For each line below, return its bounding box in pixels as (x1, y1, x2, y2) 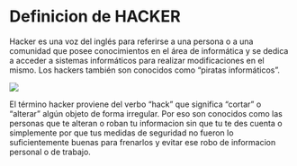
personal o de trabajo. (9, 146, 92, 157)
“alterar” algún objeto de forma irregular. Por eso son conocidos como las (9, 108, 283, 118)
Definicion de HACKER (9, 6, 182, 27)
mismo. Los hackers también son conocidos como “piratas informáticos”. (9, 65, 281, 75)
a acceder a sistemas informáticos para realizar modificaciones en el (9, 55, 265, 66)
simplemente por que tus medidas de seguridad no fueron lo (9, 127, 234, 138)
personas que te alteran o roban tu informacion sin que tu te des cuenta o (9, 118, 283, 128)
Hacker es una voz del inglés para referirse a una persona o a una (9, 36, 254, 47)
